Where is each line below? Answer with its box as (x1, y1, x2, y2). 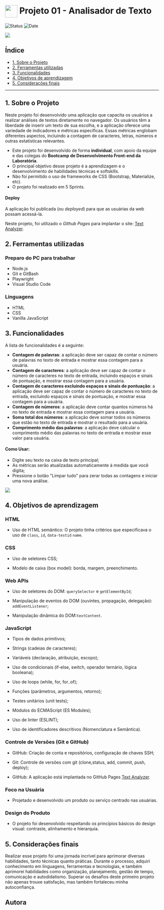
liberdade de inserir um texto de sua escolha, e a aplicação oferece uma (5, 122, 150, 128)
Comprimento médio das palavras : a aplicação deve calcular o (12, 424, 140, 430)
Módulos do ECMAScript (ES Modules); (12, 707, 92, 713)
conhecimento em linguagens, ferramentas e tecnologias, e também (5, 863, 143, 869)
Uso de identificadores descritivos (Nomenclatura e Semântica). (12, 726, 142, 732)
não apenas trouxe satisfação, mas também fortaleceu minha (5, 879, 128, 885)
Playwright (12, 276, 34, 282)
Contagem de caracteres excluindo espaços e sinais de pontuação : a (12, 383, 155, 389)
